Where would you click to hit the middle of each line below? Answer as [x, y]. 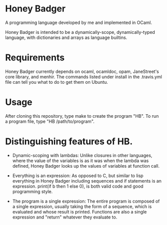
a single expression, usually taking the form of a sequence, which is [82, 206]
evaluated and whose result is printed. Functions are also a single [80, 212]
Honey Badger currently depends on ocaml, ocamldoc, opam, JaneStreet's [82, 71]
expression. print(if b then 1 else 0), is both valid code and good [78, 186]
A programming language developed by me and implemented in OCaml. [79, 22]
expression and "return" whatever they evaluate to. [65, 217]
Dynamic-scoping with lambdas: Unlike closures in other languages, [82, 155]
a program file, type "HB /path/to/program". [50, 121]
